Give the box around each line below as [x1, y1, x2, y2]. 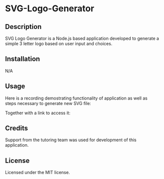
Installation [5, 55, 40, 63]
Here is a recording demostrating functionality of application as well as [5, 95, 148, 101]
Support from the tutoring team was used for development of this [5, 137, 137, 143]
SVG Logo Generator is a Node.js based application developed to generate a [5, 35, 159, 41]
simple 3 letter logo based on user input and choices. [5, 41, 113, 47]
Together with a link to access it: [5, 110, 70, 116]
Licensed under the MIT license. [5, 170, 70, 176]
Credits [5, 124, 28, 132]
